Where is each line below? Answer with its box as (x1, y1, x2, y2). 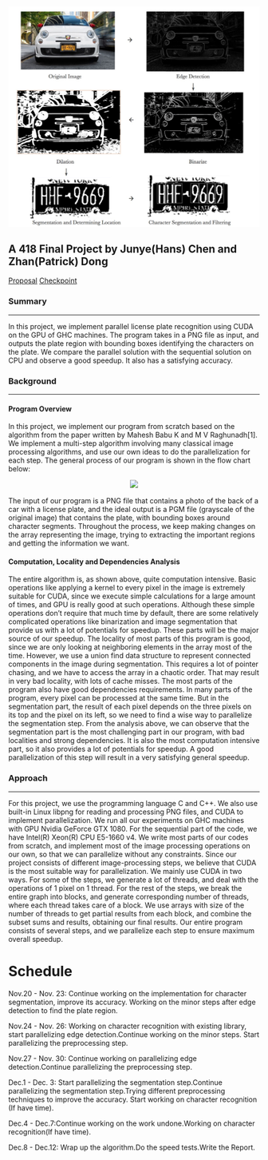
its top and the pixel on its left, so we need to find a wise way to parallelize (8, 710, 253, 720)
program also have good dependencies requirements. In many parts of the (8, 685, 253, 694)
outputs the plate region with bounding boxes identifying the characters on (8, 338, 254, 348)
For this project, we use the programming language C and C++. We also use (8, 798, 258, 808)
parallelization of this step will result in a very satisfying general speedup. (8, 753, 250, 762)
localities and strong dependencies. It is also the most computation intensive (8, 736, 260, 745)
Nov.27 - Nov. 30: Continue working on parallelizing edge (8, 1053, 197, 1063)
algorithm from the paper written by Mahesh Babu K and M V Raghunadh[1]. (8, 430, 258, 440)
